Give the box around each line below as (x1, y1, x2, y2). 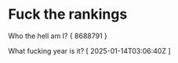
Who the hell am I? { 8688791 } (8, 31, 108, 40)
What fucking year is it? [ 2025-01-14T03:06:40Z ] (8, 46, 171, 55)
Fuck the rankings (8, 5, 128, 23)
